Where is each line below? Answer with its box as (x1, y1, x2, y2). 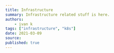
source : (5, 36, 22, 41)
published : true (5, 40, 40, 45)
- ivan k (14, 21, 33, 27)
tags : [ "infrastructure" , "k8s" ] (5, 26, 76, 31)
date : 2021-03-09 (5, 31, 42, 36)
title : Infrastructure (5, 7, 53, 13)
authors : (5, 17, 24, 22)
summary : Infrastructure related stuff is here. (5, 12, 110, 17)
